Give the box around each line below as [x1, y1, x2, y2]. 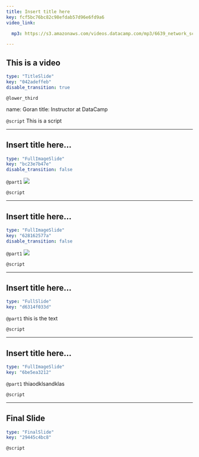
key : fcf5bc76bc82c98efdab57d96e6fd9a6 [6, 14, 105, 20]
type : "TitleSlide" [6, 74, 54, 80]
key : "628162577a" [6, 232, 52, 238]
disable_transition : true [6, 84, 70, 90]
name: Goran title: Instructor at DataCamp [6, 105, 108, 113]
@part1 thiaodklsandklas [6, 380, 65, 387]
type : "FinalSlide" [6, 429, 54, 435]
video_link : [6, 20, 36, 26]
